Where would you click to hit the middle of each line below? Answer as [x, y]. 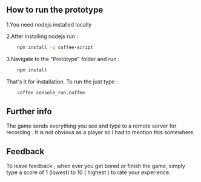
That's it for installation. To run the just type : [62, 82]
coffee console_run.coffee [51, 93]
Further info [29, 111]
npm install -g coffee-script [55, 47]
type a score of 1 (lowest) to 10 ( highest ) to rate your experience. [88, 172]
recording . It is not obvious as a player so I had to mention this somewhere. [101, 132]
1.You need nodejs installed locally [49, 24]
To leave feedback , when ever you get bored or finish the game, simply [96, 166]
